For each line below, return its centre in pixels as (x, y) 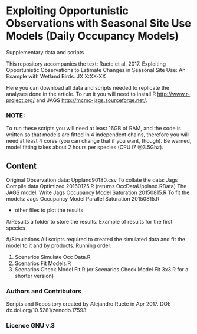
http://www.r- (174, 94)
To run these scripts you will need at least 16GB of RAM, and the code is (93, 129)
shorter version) (34, 276)
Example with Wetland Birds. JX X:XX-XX (56, 76)
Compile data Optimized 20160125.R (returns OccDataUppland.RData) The (96, 186)
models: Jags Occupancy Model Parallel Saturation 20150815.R (83, 199)
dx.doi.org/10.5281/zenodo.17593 (46, 310)
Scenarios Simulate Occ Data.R (52, 257)
